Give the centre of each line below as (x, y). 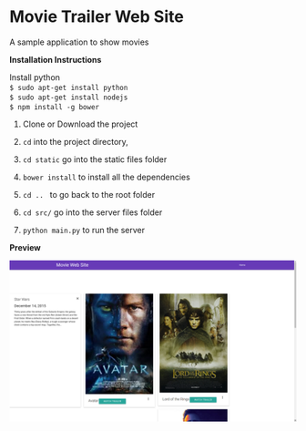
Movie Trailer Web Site (97, 17)
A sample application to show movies (79, 42)
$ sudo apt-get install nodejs (69, 97)
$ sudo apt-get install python (69, 87)
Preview (25, 247)
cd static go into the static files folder (95, 159)
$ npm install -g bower (55, 107)
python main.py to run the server (84, 230)
